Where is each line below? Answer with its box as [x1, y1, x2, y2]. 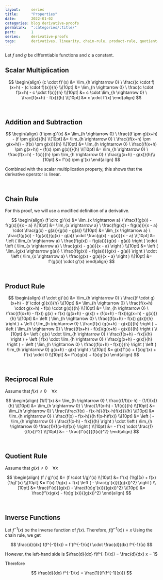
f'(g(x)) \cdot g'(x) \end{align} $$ [48, 259, 115, 264]
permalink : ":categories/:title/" [5, 25, 77, 30]
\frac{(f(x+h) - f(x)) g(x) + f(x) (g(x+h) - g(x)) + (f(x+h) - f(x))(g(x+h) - [5, 311, 145, 316]
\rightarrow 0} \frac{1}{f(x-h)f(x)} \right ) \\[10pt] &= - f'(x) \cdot [9, 423, 137, 429]
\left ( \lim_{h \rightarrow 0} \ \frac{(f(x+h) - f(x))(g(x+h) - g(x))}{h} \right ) [5, 326, 154, 332]
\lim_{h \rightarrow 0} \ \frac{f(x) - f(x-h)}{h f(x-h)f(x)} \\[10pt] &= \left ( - [9, 413, 154, 419]
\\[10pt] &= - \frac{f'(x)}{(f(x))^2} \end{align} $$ [43, 428, 139, 434]
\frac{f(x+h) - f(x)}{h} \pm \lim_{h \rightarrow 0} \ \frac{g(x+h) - [8, 152, 135, 158]
